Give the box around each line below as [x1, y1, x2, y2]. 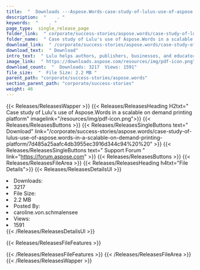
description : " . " [6, 14, 65, 20]
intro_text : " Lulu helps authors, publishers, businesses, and [6, 53, 171, 59]
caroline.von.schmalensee [14, 209, 79, 216]
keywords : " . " [6, 20, 58, 26]
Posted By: [14, 202, 40, 209]
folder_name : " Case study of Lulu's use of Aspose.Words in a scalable [6, 36, 193, 42]
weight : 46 [6, 86, 33, 92]
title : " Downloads [6, 8, 60, 15]
